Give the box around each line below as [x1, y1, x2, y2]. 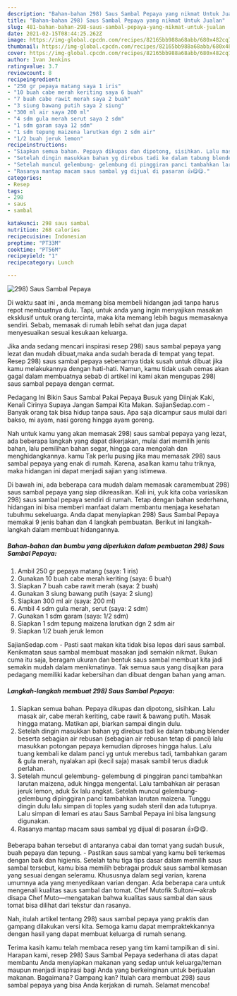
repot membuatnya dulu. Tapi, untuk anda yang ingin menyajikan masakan [7, 306, 224, 314]
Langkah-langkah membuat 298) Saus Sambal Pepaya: [7, 686, 175, 695]
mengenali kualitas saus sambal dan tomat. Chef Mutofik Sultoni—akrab [7, 886, 217, 894]
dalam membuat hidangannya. [31, 526, 120, 533]
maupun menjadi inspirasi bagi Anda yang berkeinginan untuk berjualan [7, 966, 216, 974]
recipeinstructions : [7, 142, 68, 149]
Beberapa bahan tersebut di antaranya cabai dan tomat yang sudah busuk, [7, 841, 224, 849]
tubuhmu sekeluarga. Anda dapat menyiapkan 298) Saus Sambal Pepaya [7, 511, 219, 518]
